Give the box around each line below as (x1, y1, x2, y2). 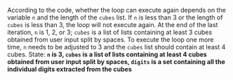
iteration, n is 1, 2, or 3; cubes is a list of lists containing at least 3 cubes (7, 28, 213, 36)
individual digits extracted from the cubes (7, 65, 132, 73)
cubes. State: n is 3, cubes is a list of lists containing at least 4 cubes (7, 50, 207, 58)
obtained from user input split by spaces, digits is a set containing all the (7, 58, 226, 65)
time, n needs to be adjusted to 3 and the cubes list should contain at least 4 (7, 43, 226, 51)
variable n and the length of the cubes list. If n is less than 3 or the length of (7, 13, 223, 22)
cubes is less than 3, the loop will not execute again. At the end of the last (7, 21, 218, 29)
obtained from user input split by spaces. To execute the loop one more (7, 35, 214, 44)
